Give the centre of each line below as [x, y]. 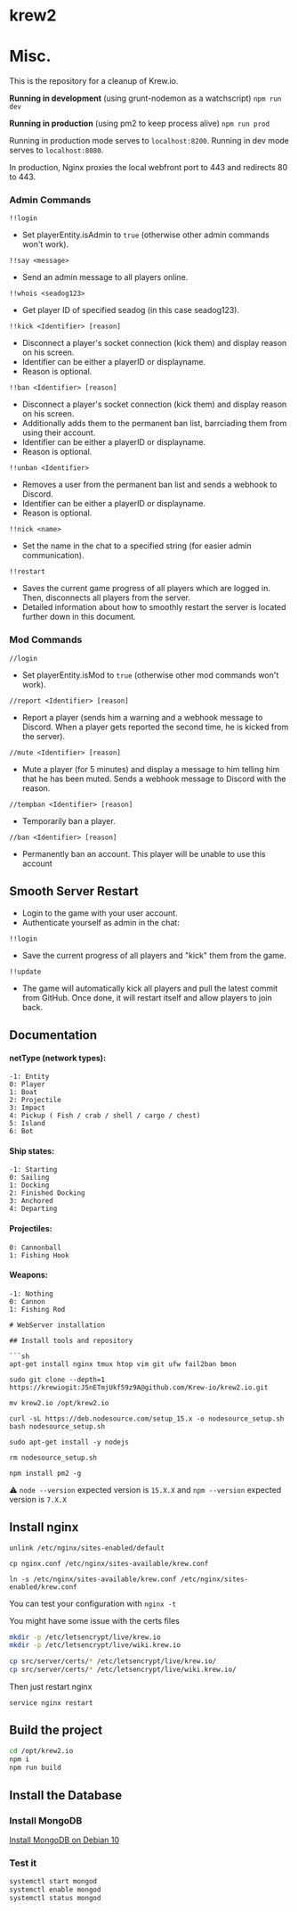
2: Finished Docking [48, 1193]
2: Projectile [36, 1100]
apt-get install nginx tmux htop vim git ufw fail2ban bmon [123, 1364]
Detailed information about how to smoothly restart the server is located [154, 607]
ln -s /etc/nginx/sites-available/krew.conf [93, 1579]
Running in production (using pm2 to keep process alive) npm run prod [139, 124]
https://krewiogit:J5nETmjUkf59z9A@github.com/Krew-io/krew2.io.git [139, 1388]
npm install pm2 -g [45, 1473]
